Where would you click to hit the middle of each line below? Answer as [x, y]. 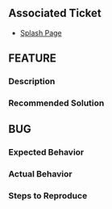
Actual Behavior [40, 174]
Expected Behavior [46, 152]
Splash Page [41, 32]
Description [32, 82]
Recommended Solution [56, 103]
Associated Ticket [55, 13]
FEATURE [32, 59]
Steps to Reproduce [48, 196]
